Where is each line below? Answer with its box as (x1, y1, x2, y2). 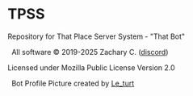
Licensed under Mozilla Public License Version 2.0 (7, 62, 175, 73)
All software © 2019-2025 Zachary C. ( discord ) (10, 47, 169, 56)
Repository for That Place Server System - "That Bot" (7, 31, 186, 41)
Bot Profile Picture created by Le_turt (10, 78, 135, 88)
